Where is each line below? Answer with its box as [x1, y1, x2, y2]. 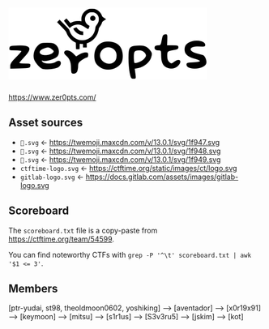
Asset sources [8, 116, 83, 130]
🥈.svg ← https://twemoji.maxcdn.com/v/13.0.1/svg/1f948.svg [19, 146, 221, 156]
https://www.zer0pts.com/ [8, 92, 96, 102]
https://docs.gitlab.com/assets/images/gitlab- [85, 172, 239, 182]
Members [8, 281, 58, 295]
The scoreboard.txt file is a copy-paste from [8, 225, 158, 235]
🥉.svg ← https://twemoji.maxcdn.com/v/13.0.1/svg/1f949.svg [19, 154, 221, 164]
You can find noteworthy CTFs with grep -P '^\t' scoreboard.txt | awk [8, 250, 252, 259]
